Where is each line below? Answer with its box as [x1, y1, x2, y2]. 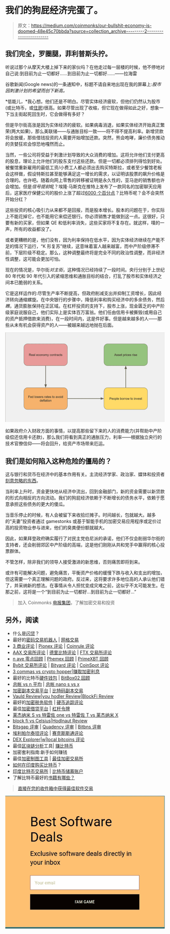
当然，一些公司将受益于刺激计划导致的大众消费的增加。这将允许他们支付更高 [5, 151, 165, 158]
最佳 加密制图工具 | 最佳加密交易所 [12, 755, 83, 761]
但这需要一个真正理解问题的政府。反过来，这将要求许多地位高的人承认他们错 [5, 576, 165, 582]
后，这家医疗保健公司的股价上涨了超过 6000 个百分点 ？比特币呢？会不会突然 [5, 190, 164, 196]
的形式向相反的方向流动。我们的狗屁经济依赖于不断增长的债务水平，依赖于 [5, 495, 160, 501]
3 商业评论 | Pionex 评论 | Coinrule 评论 [12, 643, 95, 649]
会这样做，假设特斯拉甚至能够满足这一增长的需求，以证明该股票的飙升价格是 [5, 171, 165, 177]
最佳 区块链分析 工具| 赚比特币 [12, 742, 73, 749]
